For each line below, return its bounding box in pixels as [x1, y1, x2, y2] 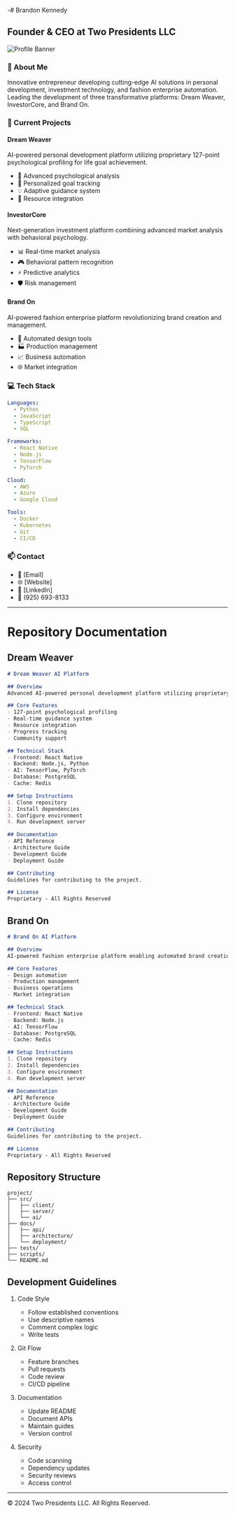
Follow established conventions [27, 1308, 119, 1317]
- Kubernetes [13, 521, 52, 529]
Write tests [27, 1331, 59, 1339]
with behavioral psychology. [7, 234, 89, 242]
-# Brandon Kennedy [7, 6, 68, 14]
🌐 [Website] [17, 577, 52, 586]
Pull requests [27, 1365, 66, 1373]
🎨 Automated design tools [17, 334, 92, 342]
